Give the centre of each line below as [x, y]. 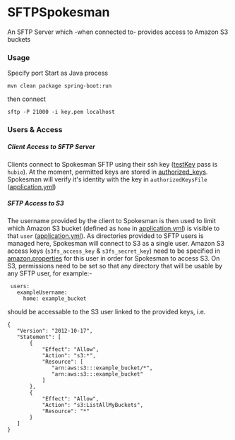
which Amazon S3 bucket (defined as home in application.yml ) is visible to [114, 228]
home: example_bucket [55, 299]
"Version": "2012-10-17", [55, 331]
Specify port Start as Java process [58, 73]
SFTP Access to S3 [36, 203]
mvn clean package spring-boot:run [60, 86]
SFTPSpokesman [59, 12]
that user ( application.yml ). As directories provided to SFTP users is [106, 236]
